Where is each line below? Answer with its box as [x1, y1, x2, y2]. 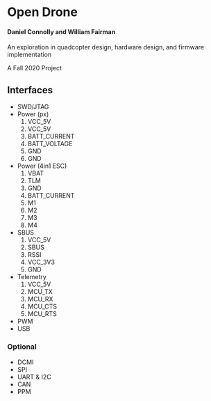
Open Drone [7, 4, 78, 20]
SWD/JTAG [17, 102, 49, 111]
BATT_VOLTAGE [27, 140, 73, 148]
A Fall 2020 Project [7, 64, 62, 72]
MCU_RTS [27, 310, 58, 318]
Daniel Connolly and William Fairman [7, 27, 116, 36]
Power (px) [17, 110, 49, 118]
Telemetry [17, 273, 47, 281]
